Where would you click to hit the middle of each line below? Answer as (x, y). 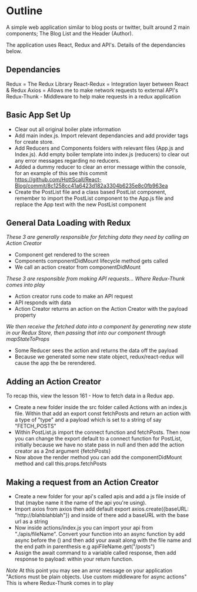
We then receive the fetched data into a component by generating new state (99, 327)
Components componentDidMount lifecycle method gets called (91, 261)
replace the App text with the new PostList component (80, 204)
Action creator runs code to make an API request (74, 297)
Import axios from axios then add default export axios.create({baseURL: (102, 509)
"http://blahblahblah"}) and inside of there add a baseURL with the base (102, 515)
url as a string (31, 521)
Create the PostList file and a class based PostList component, (90, 192)
